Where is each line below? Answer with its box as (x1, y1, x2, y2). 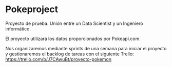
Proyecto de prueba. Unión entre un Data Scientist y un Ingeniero (5, 20, 143, 26)
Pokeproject (5, 4, 58, 15)
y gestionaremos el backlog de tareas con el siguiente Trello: (5, 51, 135, 57)
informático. (5, 25, 31, 31)
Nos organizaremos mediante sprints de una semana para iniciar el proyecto (5, 45, 167, 51)
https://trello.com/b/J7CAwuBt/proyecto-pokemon (5, 56, 112, 62)
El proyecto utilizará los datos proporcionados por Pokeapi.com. (5, 36, 141, 42)
